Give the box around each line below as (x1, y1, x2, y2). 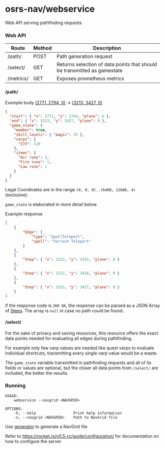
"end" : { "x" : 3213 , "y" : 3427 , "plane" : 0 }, (9, 119, 107, 123)
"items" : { (14, 150, 36, 155)
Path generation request (56, 53, 112, 60)
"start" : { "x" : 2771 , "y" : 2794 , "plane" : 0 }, (9, 114, 111, 119)
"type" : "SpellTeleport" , (31, 235, 84, 239)
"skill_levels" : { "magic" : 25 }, (14, 132, 84, 137)
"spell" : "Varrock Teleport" (31, 239, 91, 244)
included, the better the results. (5, 370, 69, 376)
